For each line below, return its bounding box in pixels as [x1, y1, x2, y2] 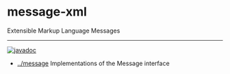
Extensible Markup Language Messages [7, 26, 120, 35]
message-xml [7, 4, 88, 20]
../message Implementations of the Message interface [16, 59, 170, 67]
